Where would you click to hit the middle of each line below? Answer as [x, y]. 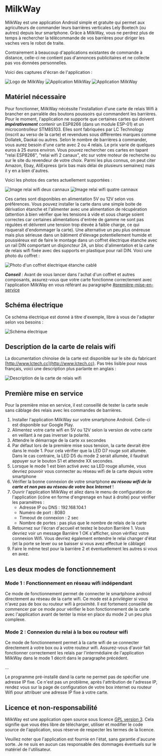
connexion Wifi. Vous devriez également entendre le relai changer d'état [84, 538]
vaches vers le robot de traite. [35, 43]
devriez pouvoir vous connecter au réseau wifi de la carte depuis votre [82, 471]
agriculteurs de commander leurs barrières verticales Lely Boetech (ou [75, 27]
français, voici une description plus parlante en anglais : [61, 369]
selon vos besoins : [24, 322]
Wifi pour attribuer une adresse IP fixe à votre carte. [57, 692]
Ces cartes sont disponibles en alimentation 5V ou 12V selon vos [69, 199]
